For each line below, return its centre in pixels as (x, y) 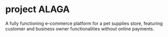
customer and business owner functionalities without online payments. (80, 28)
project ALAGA (38, 9)
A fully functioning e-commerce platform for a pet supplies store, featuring (84, 23)
